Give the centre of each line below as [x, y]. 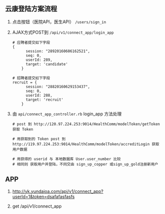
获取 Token [23, 129]
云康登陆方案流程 [31, 9]
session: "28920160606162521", [58, 51]
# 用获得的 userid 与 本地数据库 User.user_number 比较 [66, 159]
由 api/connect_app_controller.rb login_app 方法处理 [67, 114]
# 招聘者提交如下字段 [31, 78]
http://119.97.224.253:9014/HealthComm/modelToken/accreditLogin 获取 [86, 144]
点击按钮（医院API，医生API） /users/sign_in [59, 22]
